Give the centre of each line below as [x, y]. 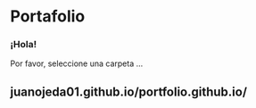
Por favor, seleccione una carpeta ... [77, 63]
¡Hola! [24, 45]
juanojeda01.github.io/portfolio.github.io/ [129, 91]
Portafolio [48, 17]
